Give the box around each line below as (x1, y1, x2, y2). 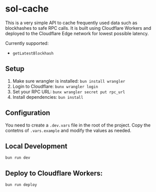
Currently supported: (5, 40, 49, 46)
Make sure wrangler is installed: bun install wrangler (12, 78, 125, 84)
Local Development (5, 142, 68, 150)
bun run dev (5, 155, 30, 160)
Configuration (5, 109, 50, 117)
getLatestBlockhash (12, 51, 54, 56)
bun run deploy (5, 182, 37, 187)
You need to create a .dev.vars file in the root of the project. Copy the (5, 122, 151, 128)
